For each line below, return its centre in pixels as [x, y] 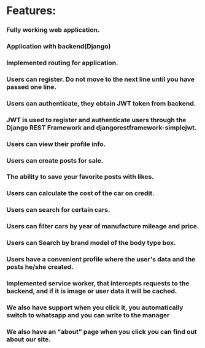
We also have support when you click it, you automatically [95, 307]
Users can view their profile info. [56, 144]
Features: [31, 11]
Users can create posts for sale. [55, 160]
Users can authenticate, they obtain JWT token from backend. [101, 103]
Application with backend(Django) [59, 47]
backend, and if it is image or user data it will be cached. [92, 291]
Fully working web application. [53, 30]
